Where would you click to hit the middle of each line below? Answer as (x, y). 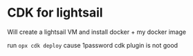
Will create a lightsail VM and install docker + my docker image (97, 32)
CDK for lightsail (55, 13)
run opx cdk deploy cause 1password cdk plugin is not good (93, 45)
